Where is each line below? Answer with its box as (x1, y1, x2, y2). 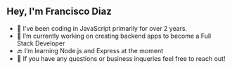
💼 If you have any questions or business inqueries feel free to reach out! (16, 54, 226, 62)
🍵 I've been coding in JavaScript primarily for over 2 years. (16, 24, 188, 32)
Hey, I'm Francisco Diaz (6, 6, 112, 17)
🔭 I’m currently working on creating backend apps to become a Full (16, 31, 212, 40)
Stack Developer (16, 38, 65, 48)
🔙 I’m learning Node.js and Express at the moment (16, 46, 164, 55)
